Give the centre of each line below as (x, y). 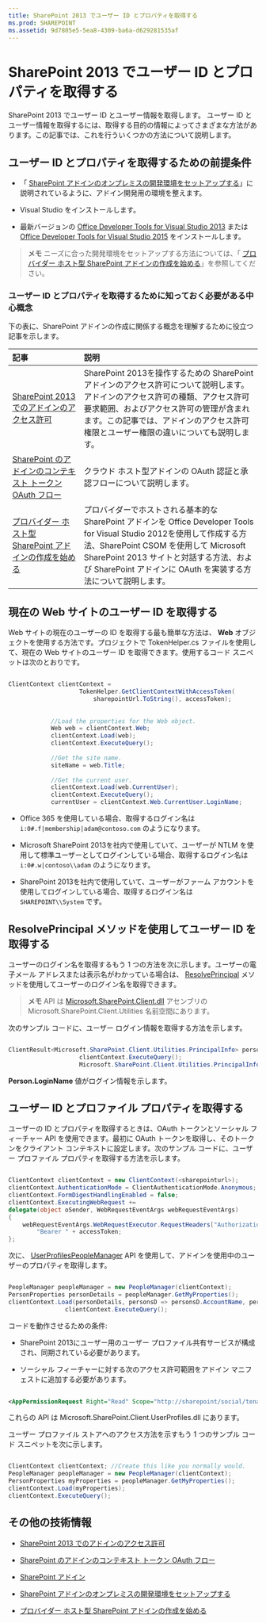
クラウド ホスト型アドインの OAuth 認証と (162, 471)
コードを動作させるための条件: (58, 1326)
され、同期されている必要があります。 (82, 1352)
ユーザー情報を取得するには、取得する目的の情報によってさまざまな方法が (129, 125)
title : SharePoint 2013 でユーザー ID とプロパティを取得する (103, 15)
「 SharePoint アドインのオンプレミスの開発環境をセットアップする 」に (137, 183)
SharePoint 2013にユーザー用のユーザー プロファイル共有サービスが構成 (137, 1342)
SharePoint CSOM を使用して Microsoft (173, 545)
